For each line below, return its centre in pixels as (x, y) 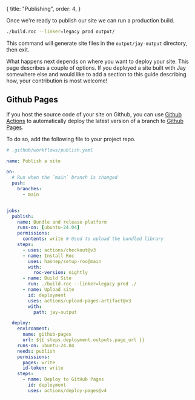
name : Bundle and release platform (62, 222)
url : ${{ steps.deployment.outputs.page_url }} (84, 340)
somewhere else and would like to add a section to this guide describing (96, 74)
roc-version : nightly (60, 273)
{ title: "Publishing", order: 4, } (44, 9)
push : (19, 183)
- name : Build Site (47, 278)
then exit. (18, 49)
